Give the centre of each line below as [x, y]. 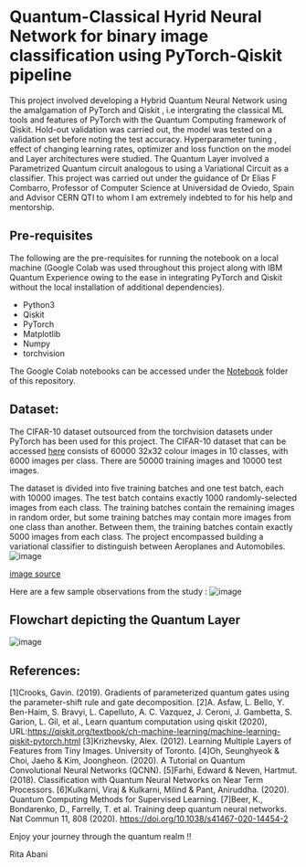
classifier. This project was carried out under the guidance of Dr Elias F [143, 178]
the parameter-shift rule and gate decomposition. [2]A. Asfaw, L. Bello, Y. [147, 703]
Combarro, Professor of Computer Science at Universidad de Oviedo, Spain [152, 187]
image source [35, 574]
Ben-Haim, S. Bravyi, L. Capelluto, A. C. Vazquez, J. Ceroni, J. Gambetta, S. [151, 712]
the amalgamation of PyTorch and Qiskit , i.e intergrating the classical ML [147, 110]
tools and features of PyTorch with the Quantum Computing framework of [148, 120]
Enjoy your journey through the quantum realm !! [100, 837]
